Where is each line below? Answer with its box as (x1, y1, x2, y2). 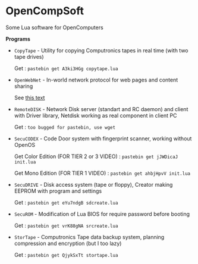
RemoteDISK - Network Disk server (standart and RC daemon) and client (14, 105, 188, 112)
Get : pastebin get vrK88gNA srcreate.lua (14, 222, 118, 229)
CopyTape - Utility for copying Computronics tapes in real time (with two (14, 46, 188, 54)
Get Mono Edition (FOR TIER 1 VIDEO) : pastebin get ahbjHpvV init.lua (14, 169, 191, 177)
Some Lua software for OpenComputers (5, 24, 103, 31)
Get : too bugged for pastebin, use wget (14, 123, 116, 130)
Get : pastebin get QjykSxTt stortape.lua (14, 251, 118, 258)
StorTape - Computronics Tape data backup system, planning (14, 233, 165, 240)
